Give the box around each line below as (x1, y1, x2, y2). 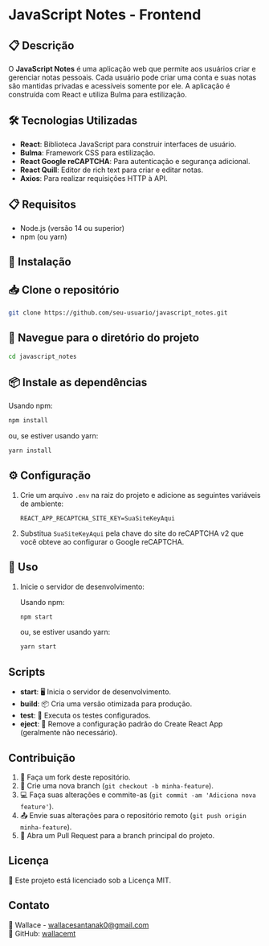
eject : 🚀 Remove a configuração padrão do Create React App (19, 719, 223, 729)
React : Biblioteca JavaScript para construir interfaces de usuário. (19, 139, 237, 149)
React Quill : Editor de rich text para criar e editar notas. (19, 165, 203, 175)
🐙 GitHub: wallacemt (8, 928, 76, 938)
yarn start (19, 643, 57, 651)
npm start (19, 613, 54, 621)
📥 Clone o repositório (8, 283, 120, 297)
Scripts (8, 665, 46, 679)
